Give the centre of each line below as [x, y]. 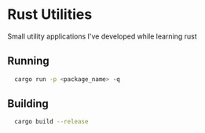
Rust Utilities [50, 15]
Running [29, 61]
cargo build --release [51, 122]
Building [28, 104]
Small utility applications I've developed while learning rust [102, 36]
